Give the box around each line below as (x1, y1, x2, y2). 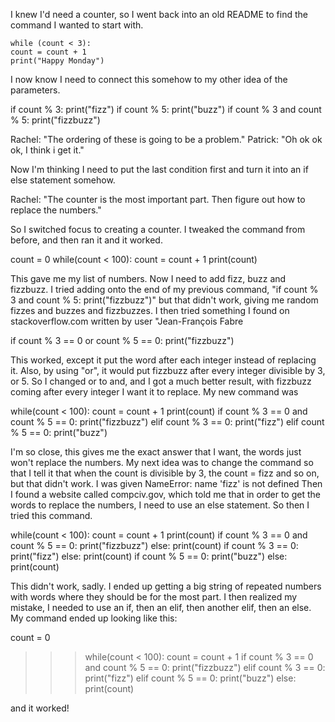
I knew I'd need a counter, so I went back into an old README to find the (10, 9, 308, 20)
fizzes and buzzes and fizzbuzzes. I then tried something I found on (10, 305, 290, 316)
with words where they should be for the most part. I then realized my (10, 591, 298, 603)
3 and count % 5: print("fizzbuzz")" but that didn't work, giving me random (10, 294, 319, 306)
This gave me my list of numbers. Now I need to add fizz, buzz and (10, 273, 287, 284)
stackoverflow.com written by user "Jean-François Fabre (10, 315, 244, 327)
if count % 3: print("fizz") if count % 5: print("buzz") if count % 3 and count (10, 104, 322, 115)
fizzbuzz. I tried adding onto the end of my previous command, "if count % (10, 284, 319, 295)
